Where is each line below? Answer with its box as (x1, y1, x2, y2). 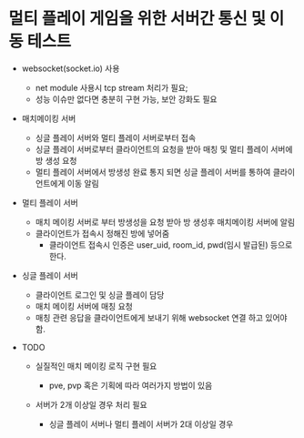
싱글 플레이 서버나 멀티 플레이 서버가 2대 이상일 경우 (48, 418, 234, 429)
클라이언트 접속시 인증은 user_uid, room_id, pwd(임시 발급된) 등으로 (48, 239, 293, 250)
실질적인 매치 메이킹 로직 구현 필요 (35, 361, 157, 372)
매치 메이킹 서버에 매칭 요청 (35, 300, 133, 311)
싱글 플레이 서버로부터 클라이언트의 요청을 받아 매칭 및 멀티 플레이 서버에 (35, 143, 293, 155)
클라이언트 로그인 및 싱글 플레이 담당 (35, 289, 165, 300)
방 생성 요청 (35, 155, 77, 166)
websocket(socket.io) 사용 (21, 63, 120, 74)
